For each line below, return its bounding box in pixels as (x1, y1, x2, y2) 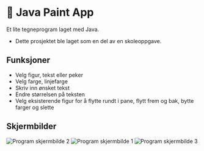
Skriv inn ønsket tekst (15, 84, 70, 91)
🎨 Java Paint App (6, 5, 94, 19)
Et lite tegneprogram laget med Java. (6, 26, 100, 33)
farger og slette (15, 104, 54, 111)
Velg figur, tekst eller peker (15, 71, 84, 79)
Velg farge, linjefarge (15, 77, 68, 85)
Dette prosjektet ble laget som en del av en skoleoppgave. (15, 37, 162, 44)
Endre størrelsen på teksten (15, 91, 86, 98)
